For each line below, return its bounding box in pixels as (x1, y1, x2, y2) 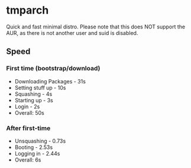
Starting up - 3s (14, 96, 53, 104)
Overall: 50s (14, 109, 44, 116)
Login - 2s (14, 103, 40, 110)
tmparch (6, 4, 49, 17)
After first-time (6, 124, 51, 132)
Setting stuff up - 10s (14, 84, 66, 91)
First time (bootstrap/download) (6, 64, 101, 73)
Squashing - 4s (14, 90, 53, 98)
